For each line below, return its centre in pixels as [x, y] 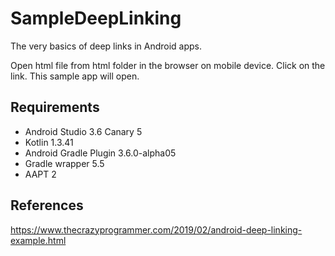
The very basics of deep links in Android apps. [106, 46]
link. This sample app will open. [75, 76]
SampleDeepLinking [96, 18]
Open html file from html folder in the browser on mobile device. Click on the [168, 65]
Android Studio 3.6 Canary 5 [83, 131]
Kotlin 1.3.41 [49, 142]
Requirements [55, 107]
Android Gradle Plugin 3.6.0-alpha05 [100, 153]
